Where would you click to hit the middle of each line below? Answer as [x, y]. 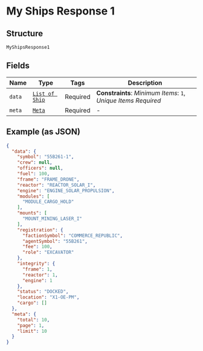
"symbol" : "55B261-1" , [46, 157]
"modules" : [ [34, 196]
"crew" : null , [35, 163]
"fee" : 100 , [37, 247]
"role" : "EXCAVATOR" [48, 253]
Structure [25, 34]
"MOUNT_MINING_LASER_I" [52, 219]
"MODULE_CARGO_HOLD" [48, 202]
